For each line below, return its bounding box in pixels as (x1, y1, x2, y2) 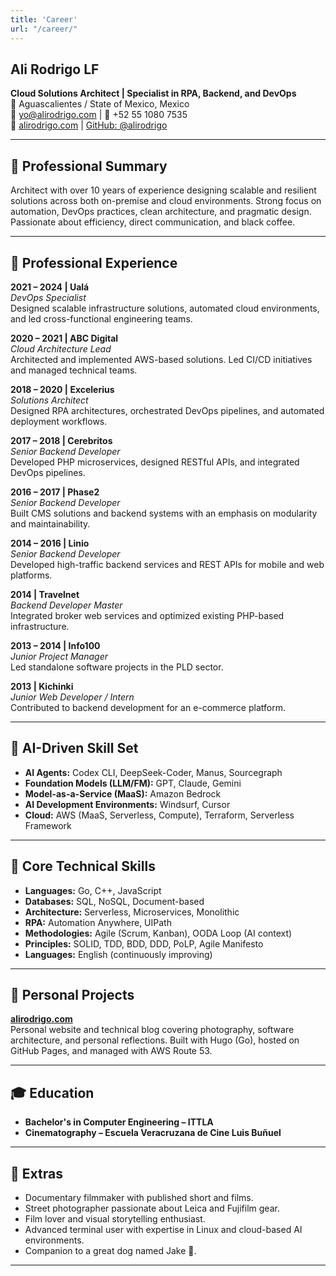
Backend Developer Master (10, 599, 123, 611)
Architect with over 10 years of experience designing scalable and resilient (10, 184, 317, 196)
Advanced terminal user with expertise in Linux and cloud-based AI (24, 1224, 303, 1235)
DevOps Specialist (10, 291, 87, 303)
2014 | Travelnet (10, 588, 80, 600)
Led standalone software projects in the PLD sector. (10, 661, 224, 673)
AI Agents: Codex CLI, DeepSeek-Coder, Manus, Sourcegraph (24, 766, 283, 778)
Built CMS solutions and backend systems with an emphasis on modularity (10, 507, 318, 519)
